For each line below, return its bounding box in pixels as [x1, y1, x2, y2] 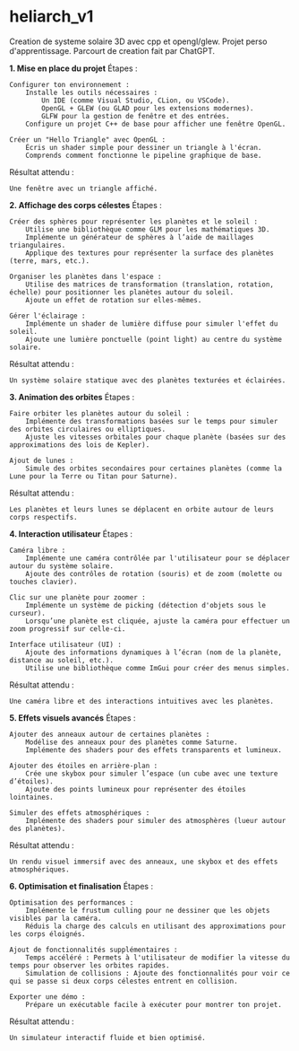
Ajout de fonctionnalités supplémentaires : [9, 945, 178, 954]
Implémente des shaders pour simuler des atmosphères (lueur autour [25, 816, 286, 825]
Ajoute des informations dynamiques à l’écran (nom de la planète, [25, 648, 282, 657]
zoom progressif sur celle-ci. [9, 624, 126, 634]
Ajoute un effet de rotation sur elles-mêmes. [25, 295, 202, 304]
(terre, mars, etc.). [9, 256, 90, 266]
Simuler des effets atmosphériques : [9, 808, 150, 818]
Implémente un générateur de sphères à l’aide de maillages [25, 232, 254, 241]
